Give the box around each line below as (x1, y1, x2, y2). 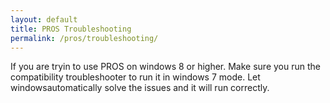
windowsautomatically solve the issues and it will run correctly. (10, 82, 270, 94)
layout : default (10, 14, 78, 25)
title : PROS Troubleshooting (10, 24, 132, 34)
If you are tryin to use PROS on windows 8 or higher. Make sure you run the (10, 61, 321, 73)
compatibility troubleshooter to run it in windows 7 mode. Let (10, 71, 261, 83)
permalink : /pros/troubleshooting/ (10, 33, 159, 43)
